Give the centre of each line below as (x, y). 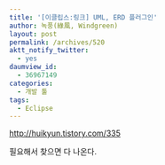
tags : (19, 100)
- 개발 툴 (32, 91)
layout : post (33, 34)
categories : (31, 83)
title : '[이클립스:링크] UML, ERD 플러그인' (83, 17)
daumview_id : (33, 67)
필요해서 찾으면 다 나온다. (53, 152)
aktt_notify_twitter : (49, 51)
